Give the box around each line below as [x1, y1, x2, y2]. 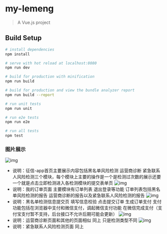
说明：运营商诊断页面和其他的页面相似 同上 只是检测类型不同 [12, 217, 138, 224]
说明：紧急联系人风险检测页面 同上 [12, 224, 84, 230]
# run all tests [5, 129, 39, 134]
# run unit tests [5, 101, 41, 106]
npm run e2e [5, 120, 30, 125]
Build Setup [5, 34, 42, 42]
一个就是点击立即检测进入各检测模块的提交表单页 [12, 180, 113, 186]
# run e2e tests [5, 115, 39, 120]
